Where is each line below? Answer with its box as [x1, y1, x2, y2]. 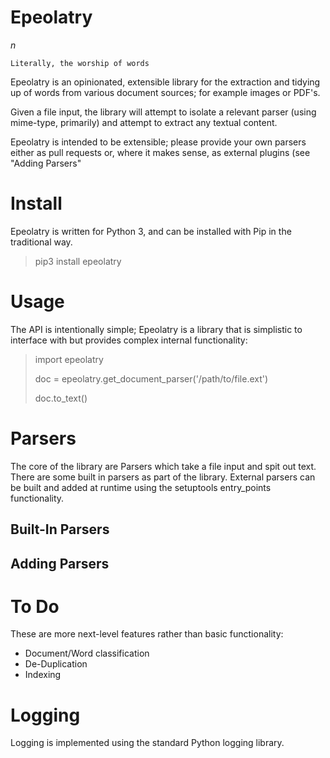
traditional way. [10, 236, 73, 248]
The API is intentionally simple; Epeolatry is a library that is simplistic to [10, 323, 303, 335]
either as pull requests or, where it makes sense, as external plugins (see [10, 146, 311, 158]
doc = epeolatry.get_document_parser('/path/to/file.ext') [34, 372, 269, 385]
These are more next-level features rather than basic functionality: [10, 628, 284, 640]
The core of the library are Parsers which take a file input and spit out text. [10, 460, 317, 472]
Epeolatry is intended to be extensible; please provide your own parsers [10, 136, 307, 148]
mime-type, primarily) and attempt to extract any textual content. [10, 116, 278, 128]
